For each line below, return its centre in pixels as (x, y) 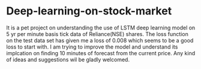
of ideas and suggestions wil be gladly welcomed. (68, 59)
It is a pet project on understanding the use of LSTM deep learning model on (101, 28)
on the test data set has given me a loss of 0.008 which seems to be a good (100, 40)
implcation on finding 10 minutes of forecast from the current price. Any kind (101, 53)
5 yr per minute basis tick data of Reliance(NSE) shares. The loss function (97, 34)
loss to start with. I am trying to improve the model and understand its (92, 47)
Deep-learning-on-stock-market (89, 11)
